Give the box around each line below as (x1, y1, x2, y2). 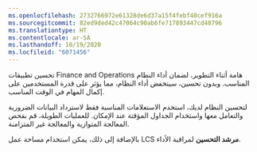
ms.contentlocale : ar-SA (8, 33, 91, 42)
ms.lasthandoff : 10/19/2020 (8, 41, 102, 49)
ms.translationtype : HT (8, 26, 88, 34)
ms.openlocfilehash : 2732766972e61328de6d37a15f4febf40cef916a (8, 11, 223, 20)
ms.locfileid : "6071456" (8, 48, 91, 56)
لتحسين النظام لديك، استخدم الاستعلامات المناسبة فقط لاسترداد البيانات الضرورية (8, 102, 248, 112)
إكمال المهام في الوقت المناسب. (8, 87, 105, 96)
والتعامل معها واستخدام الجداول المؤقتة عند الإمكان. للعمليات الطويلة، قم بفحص (8, 111, 243, 120)
